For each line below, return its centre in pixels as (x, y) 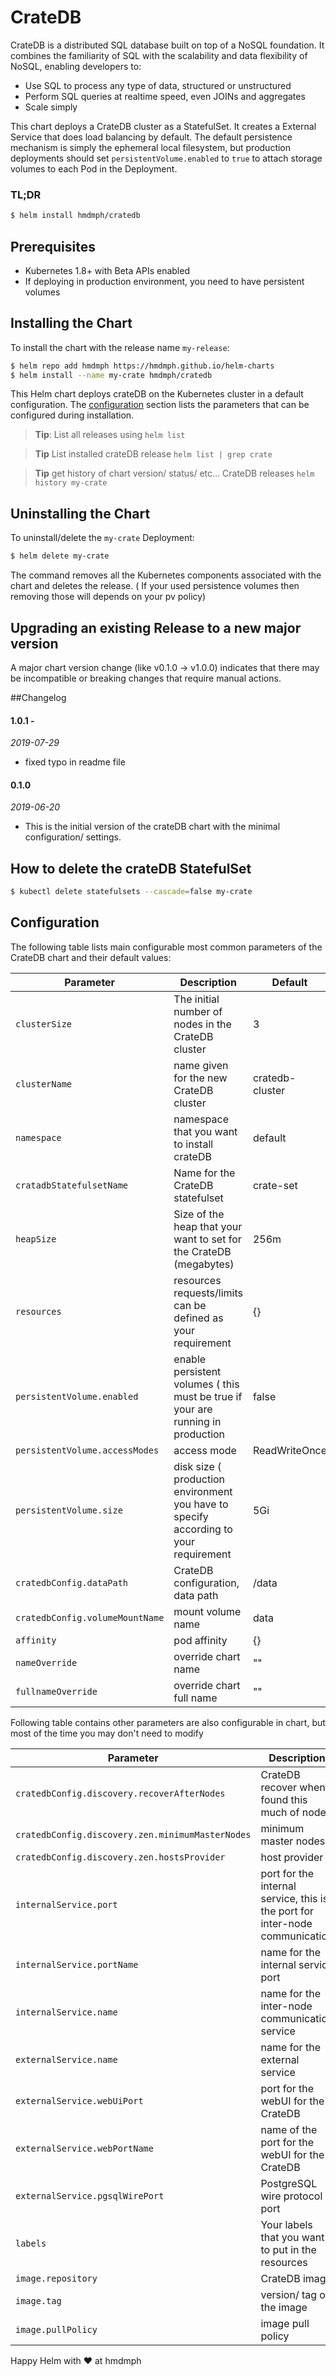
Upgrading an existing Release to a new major (156, 627)
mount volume (207, 1611)
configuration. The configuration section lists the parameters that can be (160, 405)
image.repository (56, 2278)
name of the (289, 2129)
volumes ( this (206, 1384)
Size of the (199, 1214)
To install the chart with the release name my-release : (120, 347)
